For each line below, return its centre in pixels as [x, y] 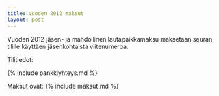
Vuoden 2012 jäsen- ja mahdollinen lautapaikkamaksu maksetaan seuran [110, 39]
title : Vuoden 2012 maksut [46, 13]
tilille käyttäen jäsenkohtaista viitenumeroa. [68, 46]
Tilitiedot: [20, 59]
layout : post [26, 20]
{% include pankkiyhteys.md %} [52, 73]
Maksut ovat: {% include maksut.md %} [63, 86]
